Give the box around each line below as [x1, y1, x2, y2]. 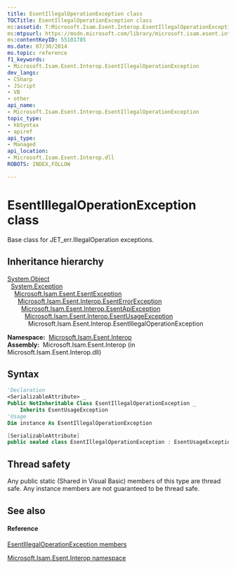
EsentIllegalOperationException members [7, 539, 127, 549]
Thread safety [7, 458, 71, 470]
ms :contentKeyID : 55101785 [7, 37, 86, 44]
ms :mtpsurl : [7, 30, 42, 37]
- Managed [7, 141, 37, 148]
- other [7, 96, 30, 103]
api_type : [7, 134, 37, 141]
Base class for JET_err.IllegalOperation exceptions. [7, 235, 155, 243]
